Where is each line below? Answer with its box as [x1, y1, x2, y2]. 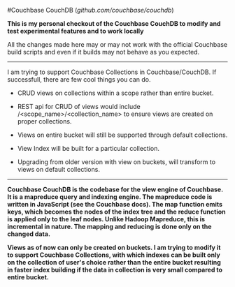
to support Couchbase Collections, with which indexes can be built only [7, 251, 220, 259]
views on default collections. [17, 165, 100, 173]
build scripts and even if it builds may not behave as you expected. [7, 48, 200, 56]
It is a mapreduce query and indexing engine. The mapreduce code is [7, 193, 213, 201]
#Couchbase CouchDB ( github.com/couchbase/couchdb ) [7, 6, 174, 14]
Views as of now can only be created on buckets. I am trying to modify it [7, 244, 221, 251]
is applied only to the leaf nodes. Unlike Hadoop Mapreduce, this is [7, 215, 205, 223]
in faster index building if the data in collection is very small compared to [7, 265, 222, 274]
